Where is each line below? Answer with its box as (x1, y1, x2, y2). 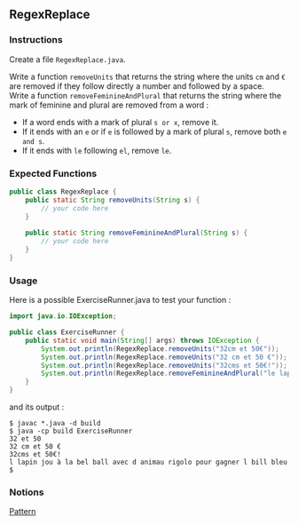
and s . (21, 135, 45, 146)
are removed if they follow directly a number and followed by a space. (9, 80, 264, 91)
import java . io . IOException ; (9, 312, 117, 321)
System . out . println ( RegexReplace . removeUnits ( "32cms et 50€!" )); (41, 361, 288, 370)
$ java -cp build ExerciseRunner (9, 426, 133, 436)
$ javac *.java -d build (9, 419, 101, 428)
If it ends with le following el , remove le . (21, 145, 172, 155)
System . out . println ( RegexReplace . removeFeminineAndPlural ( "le (41, 369, 276, 378)
